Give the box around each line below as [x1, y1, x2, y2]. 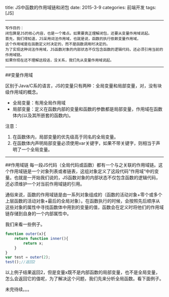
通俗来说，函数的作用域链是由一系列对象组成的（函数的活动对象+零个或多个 [5, 191, 162, 197]
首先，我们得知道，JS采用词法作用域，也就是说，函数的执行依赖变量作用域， [5, 36, 141, 41]
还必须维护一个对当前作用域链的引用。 [5, 181, 84, 187]
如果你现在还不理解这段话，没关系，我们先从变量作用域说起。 [5, 58, 114, 63]
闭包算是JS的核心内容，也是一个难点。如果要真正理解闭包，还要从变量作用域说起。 [5, 31, 152, 36]
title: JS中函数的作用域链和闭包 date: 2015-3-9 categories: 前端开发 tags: [5, 5, 156, 10]
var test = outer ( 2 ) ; [5, 255, 51, 260]
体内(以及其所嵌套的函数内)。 [12, 113, 74, 118]
